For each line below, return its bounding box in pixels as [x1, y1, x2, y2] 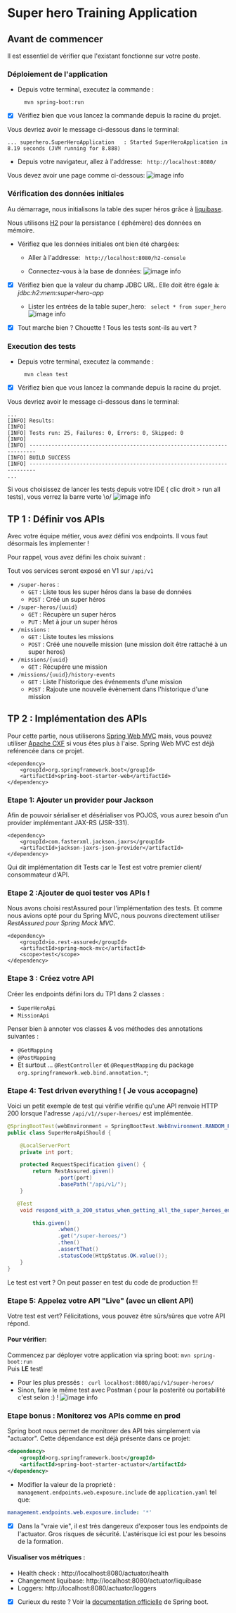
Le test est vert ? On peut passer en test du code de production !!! [7, 1278, 198, 1287]
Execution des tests [7, 341, 77, 351]
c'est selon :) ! [17, 1393, 59, 1402]
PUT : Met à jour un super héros [27, 617, 118, 626]
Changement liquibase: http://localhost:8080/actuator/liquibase [17, 1576, 202, 1585]
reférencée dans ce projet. [7, 746, 84, 755]
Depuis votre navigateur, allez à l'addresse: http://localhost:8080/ [17, 157, 216, 166]
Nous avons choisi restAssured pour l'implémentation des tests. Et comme [7, 904, 223, 913]
